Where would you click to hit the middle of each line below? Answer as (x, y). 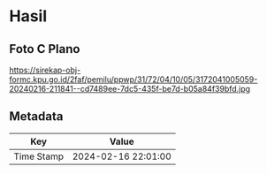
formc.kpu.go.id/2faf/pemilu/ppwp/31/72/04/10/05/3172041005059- (133, 79)
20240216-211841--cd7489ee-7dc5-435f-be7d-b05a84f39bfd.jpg (130, 89)
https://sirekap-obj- (45, 70)
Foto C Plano (45, 49)
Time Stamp (39, 156)
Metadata (36, 117)
